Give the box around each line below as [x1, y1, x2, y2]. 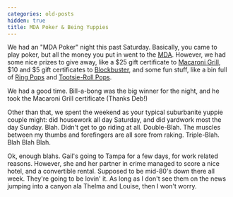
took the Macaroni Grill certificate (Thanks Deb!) [7, 94, 148, 103]
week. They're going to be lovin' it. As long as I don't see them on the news [7, 174, 227, 183]
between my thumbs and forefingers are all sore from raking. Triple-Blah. [7, 130, 220, 139]
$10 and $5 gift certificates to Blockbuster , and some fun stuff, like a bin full [7, 65, 227, 74]
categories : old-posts [7, 10, 74, 18]
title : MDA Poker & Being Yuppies [7, 23, 109, 30]
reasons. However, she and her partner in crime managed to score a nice [7, 159, 220, 168]
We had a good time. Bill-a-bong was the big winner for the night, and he [7, 86, 220, 96]
